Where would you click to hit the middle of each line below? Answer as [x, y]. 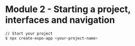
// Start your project [29, 33]
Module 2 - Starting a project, [68, 9]
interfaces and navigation [60, 20]
